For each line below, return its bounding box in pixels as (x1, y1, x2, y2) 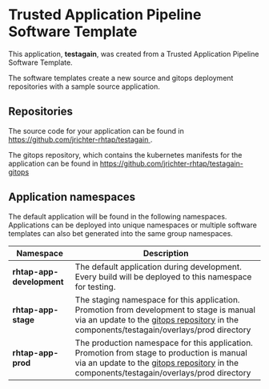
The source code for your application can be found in (8, 126, 184, 135)
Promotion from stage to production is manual (74, 347, 248, 358)
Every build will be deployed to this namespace (74, 271, 252, 282)
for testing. (74, 281, 116, 292)
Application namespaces (8, 190, 136, 204)
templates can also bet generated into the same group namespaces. (8, 228, 234, 238)
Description (143, 247, 189, 259)
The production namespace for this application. (74, 337, 254, 348)
